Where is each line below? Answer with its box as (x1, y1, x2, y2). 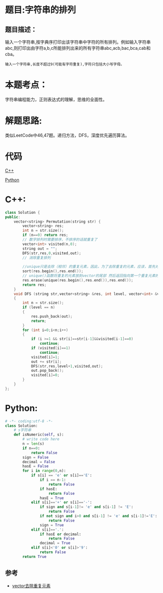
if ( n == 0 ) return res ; (22, 233, 68, 238)
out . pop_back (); (31, 368, 64, 373)
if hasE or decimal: (39, 532, 81, 537)
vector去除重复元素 (12, 583, 51, 589)
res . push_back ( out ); (31, 314, 73, 319)
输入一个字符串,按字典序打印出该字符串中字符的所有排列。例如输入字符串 (5, 39, 151, 45)
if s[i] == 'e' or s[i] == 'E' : (31, 473, 92, 478)
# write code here (22, 437, 60, 442)
